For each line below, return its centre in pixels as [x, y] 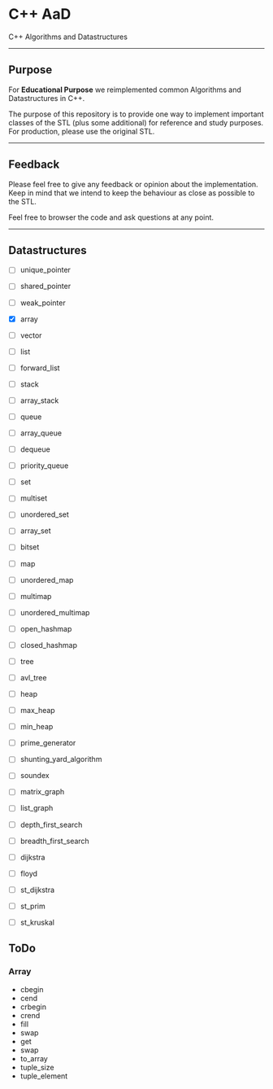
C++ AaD [40, 14]
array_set [35, 531]
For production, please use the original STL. [82, 131]
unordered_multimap [55, 612]
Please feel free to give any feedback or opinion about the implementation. [133, 184]
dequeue [35, 449]
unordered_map [47, 579]
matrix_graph [42, 792]
